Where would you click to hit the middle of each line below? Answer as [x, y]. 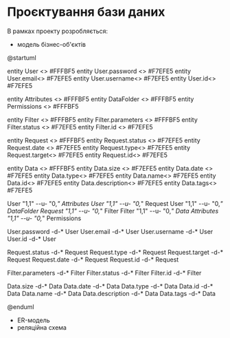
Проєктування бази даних [86, 12]
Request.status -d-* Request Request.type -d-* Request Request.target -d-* [115, 252]
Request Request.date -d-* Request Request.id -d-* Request [93, 260]
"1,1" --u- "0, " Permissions [44, 218]
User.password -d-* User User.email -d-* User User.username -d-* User [110, 231]
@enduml [21, 306]
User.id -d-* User [32, 239]
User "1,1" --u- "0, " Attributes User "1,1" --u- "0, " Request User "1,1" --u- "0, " [115, 203]
